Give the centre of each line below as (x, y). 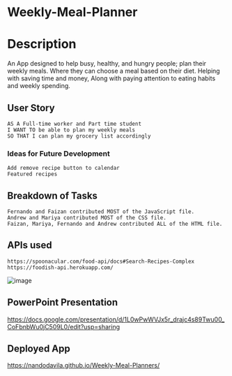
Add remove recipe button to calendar (63, 168)
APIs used (30, 245)
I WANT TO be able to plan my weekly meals (71, 130)
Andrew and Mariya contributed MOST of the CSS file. (87, 218)
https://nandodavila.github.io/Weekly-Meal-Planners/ (84, 366)
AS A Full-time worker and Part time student (74, 124)
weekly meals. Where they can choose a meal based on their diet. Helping (114, 71)
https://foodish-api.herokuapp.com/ (60, 267)
